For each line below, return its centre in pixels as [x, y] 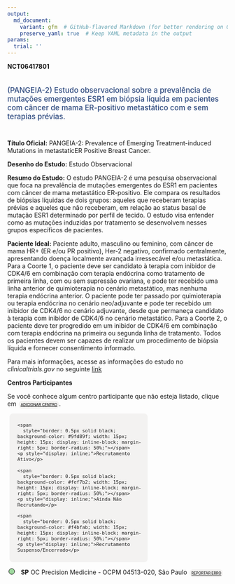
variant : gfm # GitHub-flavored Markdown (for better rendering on [122, 27]
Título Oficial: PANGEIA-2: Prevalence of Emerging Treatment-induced [109, 143]
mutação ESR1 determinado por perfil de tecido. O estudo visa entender [111, 215]
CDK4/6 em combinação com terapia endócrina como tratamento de [106, 273]
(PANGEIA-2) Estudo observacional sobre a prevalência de [109, 90]
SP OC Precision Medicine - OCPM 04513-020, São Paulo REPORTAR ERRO [121, 572]
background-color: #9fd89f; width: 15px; [72, 437]
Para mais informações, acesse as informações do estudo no [95, 361]
